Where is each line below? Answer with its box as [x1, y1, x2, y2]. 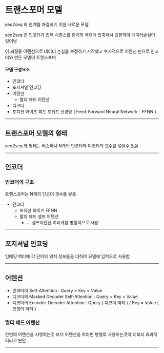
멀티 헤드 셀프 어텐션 [19, 213, 59, 219]
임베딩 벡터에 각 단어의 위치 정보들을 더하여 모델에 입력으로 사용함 [5, 254, 130, 259]
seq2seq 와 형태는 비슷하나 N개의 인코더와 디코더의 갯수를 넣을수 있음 [5, 142, 139, 149]
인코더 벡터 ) [12, 306, 37, 312]
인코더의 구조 [5, 179, 34, 186]
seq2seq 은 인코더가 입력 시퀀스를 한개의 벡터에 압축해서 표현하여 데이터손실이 [5, 32, 155, 38]
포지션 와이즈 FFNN [19, 207, 58, 213]
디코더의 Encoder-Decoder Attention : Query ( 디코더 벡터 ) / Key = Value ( [12, 300, 159, 306]
